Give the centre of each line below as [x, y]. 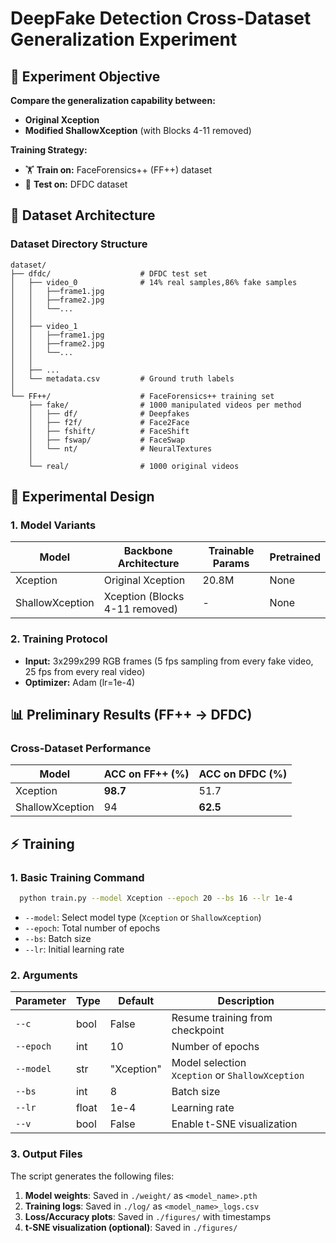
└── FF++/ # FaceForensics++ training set [142, 396]
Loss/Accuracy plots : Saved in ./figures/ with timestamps [148, 1216]
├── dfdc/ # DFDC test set [109, 273]
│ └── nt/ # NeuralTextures [120, 448]
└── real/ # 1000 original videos [134, 466]
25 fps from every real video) [85, 671]
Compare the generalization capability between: [113, 100]
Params [231, 564]
